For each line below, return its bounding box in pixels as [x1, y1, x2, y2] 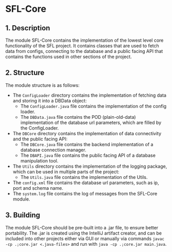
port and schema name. [12, 185, 63, 191]
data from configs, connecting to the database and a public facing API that [5, 48, 163, 54]
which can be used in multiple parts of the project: [12, 168, 120, 175]
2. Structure [5, 68, 45, 77]
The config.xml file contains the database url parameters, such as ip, [12, 179, 159, 186]
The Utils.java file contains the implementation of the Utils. [20, 174, 148, 180]
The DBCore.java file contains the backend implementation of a [20, 141, 154, 147]
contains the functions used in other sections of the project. [5, 53, 132, 60]
